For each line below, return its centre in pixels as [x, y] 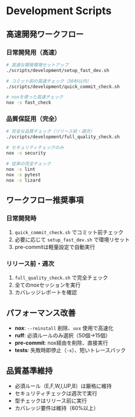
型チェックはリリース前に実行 [51, 401]
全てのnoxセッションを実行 [47, 285]
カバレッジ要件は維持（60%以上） [57, 408]
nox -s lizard [24, 180]
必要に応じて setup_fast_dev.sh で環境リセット [72, 239]
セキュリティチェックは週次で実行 [56, 393]
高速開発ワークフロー [45, 34]
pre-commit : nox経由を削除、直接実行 [61, 343]
